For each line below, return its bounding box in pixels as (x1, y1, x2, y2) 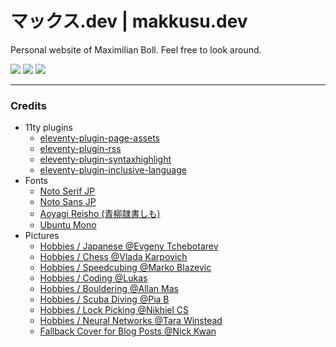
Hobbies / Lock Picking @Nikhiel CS (39, 304, 190, 316)
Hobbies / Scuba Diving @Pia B (39, 293, 170, 306)
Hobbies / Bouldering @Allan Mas (39, 283, 179, 295)
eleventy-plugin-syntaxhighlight (39, 153, 172, 166)
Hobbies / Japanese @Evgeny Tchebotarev (39, 240, 219, 252)
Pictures (24, 230, 60, 242)
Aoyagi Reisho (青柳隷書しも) (39, 208, 161, 220)
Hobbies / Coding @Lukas (39, 272, 148, 284)
